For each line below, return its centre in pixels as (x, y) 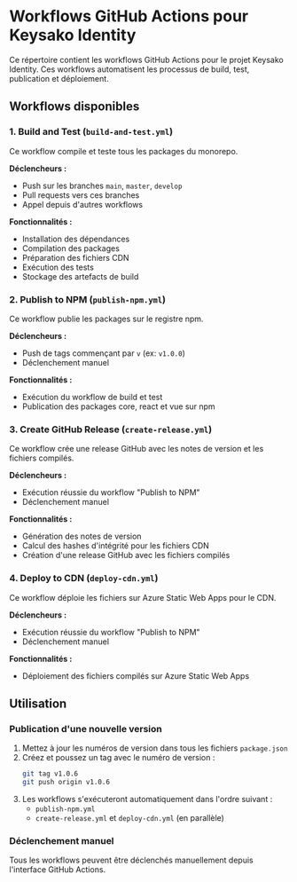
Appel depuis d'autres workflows (82, 204)
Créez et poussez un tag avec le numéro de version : (118, 758)
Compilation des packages (70, 248)
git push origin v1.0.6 (66, 783)
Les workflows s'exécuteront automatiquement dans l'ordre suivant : (147, 799)
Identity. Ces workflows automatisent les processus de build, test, (129, 69)
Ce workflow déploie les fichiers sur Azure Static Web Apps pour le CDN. (143, 597)
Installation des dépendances (76, 239)
